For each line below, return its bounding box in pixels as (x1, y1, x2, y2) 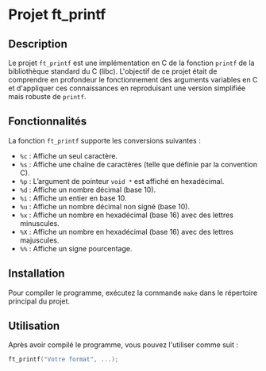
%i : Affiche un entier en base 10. (19, 193, 127, 203)
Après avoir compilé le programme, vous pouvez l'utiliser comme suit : (8, 340, 239, 350)
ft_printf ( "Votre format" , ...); (8, 355, 119, 364)
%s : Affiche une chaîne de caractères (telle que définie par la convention (19, 159, 258, 169)
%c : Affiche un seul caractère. (19, 151, 118, 160)
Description (8, 37, 67, 51)
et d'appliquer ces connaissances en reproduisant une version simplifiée (8, 83, 246, 93)
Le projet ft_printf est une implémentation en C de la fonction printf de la (8, 58, 255, 67)
